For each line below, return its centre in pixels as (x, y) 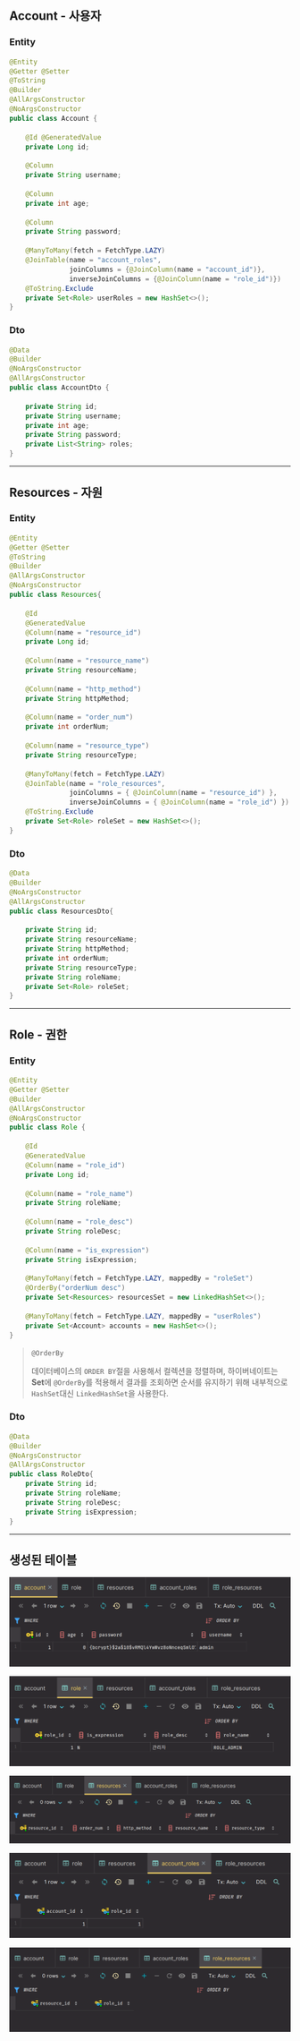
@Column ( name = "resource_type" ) (87, 746)
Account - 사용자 (55, 16)
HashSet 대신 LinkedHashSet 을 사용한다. (100, 1393)
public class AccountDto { (59, 388)
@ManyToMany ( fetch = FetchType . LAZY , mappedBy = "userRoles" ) (143, 1316)
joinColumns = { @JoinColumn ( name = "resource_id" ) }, (173, 793)
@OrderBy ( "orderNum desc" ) (75, 1288)
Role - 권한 (38, 1034)
